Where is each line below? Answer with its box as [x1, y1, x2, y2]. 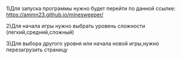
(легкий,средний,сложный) [6, 29, 74, 36]
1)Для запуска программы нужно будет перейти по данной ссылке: [6, 5, 176, 12]
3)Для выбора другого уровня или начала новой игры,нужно [6, 40, 159, 47]
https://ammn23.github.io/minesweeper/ [6, 11, 104, 18]
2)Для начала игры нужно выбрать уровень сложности [6, 23, 145, 29]
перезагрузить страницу [6, 46, 68, 53]
